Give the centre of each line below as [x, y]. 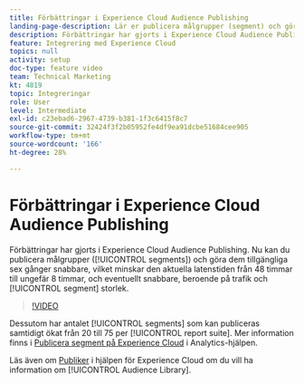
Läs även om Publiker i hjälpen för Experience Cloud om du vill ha [131, 360]
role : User [30, 102]
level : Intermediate [48, 110]
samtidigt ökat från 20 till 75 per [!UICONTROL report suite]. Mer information [152, 332]
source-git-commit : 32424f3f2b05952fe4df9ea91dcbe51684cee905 [129, 128]
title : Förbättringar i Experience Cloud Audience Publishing [129, 18]
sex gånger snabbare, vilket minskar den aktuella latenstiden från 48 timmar [151, 269]
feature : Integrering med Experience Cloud [93, 43]
